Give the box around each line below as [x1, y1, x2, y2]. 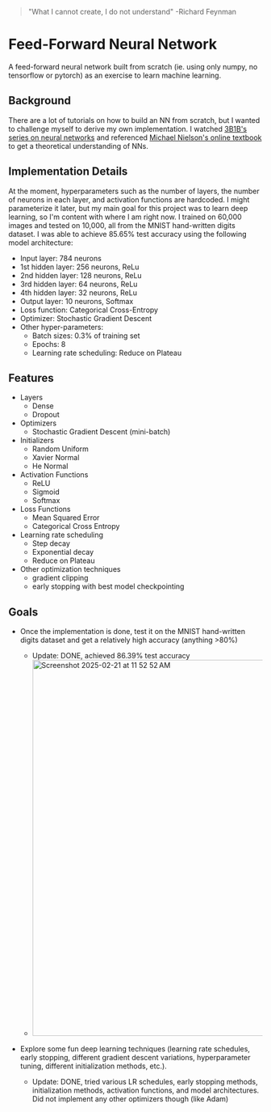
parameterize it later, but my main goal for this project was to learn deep [8, 203, 248, 213]
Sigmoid [31, 487, 60, 497]
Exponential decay [31, 548, 94, 557]
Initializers [19, 436, 55, 446]
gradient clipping [31, 573, 89, 583]
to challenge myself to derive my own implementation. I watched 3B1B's [8, 124, 248, 133]
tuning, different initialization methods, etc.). [19, 1061, 167, 1071]
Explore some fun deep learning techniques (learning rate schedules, [19, 1044, 250, 1054]
